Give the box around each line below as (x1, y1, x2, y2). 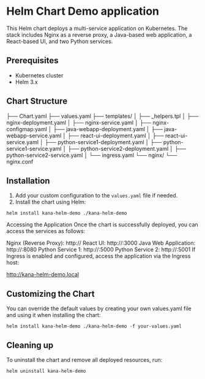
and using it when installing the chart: (6, 312, 101, 319)
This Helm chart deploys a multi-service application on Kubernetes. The (6, 25, 188, 32)
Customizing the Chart (6, 288, 95, 299)
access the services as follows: (6, 228, 86, 235)
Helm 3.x (15, 78, 38, 85)
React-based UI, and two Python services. (6, 37, 113, 45)
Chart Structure (6, 96, 68, 107)
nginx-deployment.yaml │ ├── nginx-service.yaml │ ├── (6, 118, 152, 126)
